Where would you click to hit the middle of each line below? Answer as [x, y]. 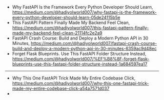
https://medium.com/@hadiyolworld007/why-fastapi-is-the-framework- [84, 12]
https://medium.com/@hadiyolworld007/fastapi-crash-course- [94, 43]
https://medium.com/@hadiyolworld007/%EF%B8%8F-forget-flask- [81, 59]
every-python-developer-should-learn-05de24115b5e [66, 17]
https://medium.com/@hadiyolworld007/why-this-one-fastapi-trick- [81, 83]
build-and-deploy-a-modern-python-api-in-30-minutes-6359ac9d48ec [84, 49]
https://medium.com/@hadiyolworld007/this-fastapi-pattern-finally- [80, 28]
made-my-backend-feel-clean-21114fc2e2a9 [57, 33]
